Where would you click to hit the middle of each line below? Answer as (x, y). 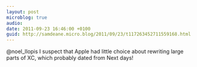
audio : (15, 23)
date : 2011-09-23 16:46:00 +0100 (48, 29)
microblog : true (27, 18)
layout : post (23, 12)
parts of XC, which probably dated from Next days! (70, 58)
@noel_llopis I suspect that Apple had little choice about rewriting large (95, 51)
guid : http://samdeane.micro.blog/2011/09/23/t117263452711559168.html (98, 34)
